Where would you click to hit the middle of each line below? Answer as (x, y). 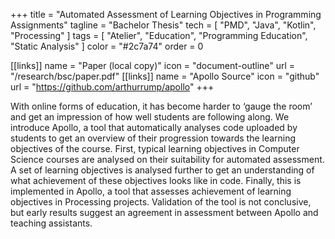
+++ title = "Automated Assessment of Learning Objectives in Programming (166, 14)
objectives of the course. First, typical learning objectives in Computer (155, 148)
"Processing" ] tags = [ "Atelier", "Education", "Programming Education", (159, 35)
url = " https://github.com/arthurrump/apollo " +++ (112, 87)
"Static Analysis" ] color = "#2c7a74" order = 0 (107, 46)
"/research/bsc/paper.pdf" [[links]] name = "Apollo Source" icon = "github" (165, 76)
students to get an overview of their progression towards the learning (153, 138)
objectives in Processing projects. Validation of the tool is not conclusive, (161, 202)
